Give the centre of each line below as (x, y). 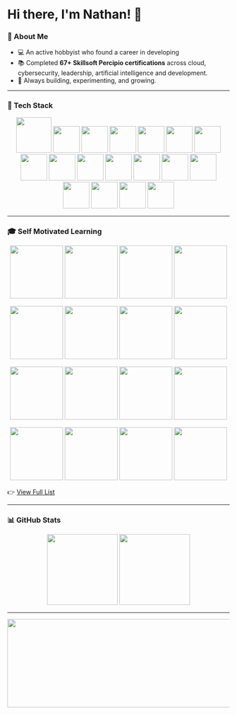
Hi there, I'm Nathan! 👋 (75, 14)
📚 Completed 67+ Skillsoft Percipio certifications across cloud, (112, 63)
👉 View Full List (31, 492)
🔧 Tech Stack (30, 105)
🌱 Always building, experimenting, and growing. (87, 81)
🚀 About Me (28, 37)
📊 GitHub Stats (34, 520)
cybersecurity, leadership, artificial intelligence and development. (113, 73)
